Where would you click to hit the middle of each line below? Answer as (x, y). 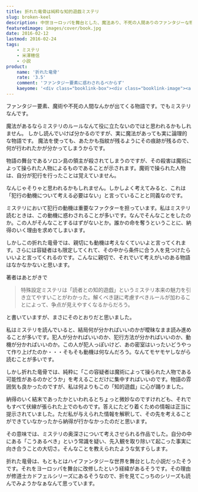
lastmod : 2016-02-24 (32, 39)
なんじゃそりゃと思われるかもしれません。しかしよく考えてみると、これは (96, 188)
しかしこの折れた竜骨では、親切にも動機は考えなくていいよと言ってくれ (94, 242)
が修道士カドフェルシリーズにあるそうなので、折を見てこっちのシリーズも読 (99, 475)
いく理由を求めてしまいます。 (52, 230)
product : (17, 66)
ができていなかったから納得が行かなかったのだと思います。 (78, 421)
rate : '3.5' (31, 77)
